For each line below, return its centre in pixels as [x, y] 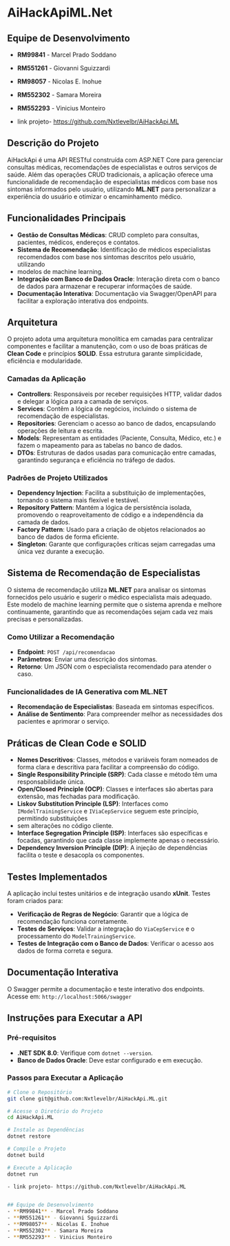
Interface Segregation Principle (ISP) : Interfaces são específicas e [112, 833]
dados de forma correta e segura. [65, 951]
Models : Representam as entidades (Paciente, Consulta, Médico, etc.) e [119, 438]
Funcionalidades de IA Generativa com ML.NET [87, 692]
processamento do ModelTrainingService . [76, 936]
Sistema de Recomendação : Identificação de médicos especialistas [114, 249]
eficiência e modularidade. [45, 361]
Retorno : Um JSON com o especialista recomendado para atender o [114, 666]
